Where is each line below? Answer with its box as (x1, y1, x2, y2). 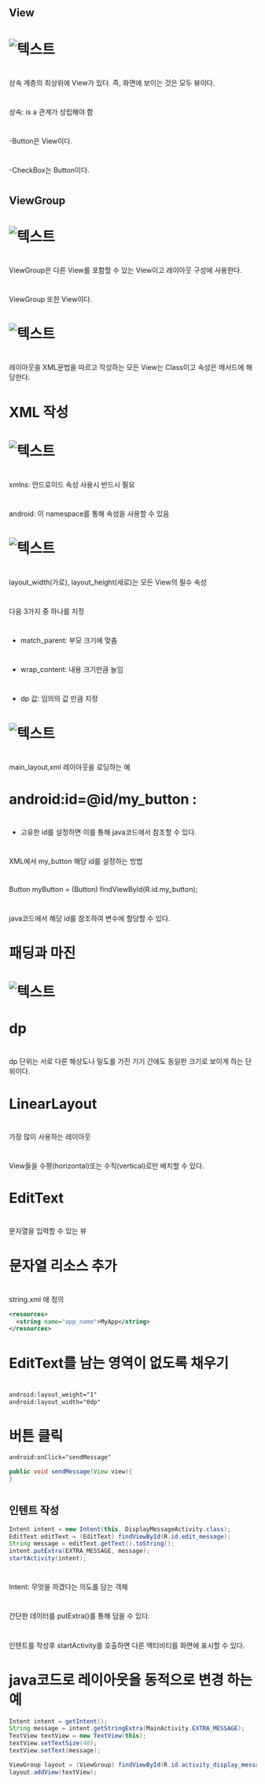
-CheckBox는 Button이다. (9, 166, 90, 175)
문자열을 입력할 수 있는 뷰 (9, 1226, 87, 1236)
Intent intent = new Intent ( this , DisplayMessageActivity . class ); (9, 1525, 231, 1533)
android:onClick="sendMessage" (9, 1454, 112, 1461)
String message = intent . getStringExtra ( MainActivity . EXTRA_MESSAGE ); (9, 1725, 245, 1733)
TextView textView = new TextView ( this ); (9, 1732, 147, 1740)
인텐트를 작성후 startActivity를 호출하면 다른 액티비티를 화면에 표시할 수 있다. (9, 1640, 245, 1650)
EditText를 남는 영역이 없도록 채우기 (9, 1354, 229, 1372)
